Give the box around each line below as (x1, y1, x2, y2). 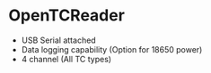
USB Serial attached (21, 35, 96, 45)
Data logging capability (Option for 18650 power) (21, 44, 203, 54)
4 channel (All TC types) (21, 53, 112, 64)
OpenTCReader (8, 5, 125, 26)
